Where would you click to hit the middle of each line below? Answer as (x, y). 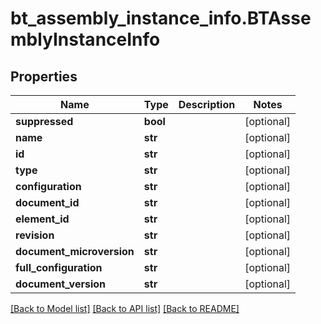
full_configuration (59, 267)
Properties (44, 76)
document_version (60, 284)
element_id (42, 219)
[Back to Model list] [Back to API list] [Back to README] (125, 308)
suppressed (44, 121)
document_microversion (75, 251)
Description (207, 104)
